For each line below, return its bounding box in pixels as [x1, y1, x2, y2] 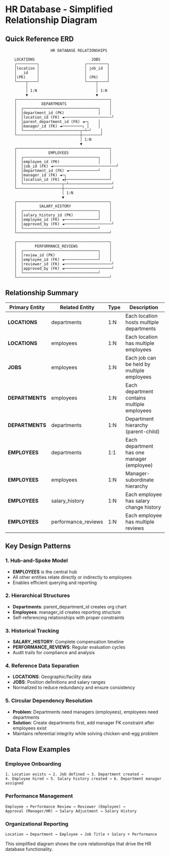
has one [125, 449, 145, 456]
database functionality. [5, 846, 53, 852]
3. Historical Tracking [5, 627, 59, 634]
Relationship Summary [5, 289, 78, 297]
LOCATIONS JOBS [14, 57, 101, 62]
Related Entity [60, 303, 95, 311]
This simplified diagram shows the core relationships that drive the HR [5, 840, 152, 847]
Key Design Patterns [5, 542, 71, 550]
